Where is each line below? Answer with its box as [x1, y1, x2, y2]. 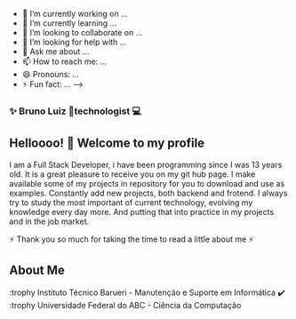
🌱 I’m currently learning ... [21, 18, 117, 28]
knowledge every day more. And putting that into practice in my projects [9, 206, 275, 217]
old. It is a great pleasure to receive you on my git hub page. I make [9, 169, 256, 179]
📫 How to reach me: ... [21, 56, 108, 67]
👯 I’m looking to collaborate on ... [21, 28, 143, 37]
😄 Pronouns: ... [21, 69, 80, 79]
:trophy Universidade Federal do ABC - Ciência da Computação [9, 299, 242, 310]
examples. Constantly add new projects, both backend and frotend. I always [9, 187, 288, 198]
